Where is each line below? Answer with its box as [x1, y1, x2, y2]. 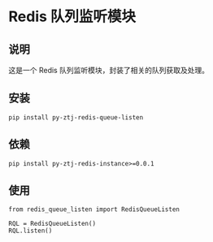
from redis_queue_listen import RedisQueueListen [8, 205, 180, 214]
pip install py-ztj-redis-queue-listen [8, 113, 144, 122]
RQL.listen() [8, 227, 53, 236]
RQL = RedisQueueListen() [8, 220, 96, 228]
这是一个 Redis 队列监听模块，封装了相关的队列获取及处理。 [8, 66, 210, 75]
